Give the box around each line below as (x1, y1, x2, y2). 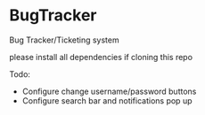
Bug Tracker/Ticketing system (9, 34, 119, 45)
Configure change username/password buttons (21, 86, 197, 96)
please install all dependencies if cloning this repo (9, 51, 193, 62)
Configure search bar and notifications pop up (21, 95, 193, 106)
